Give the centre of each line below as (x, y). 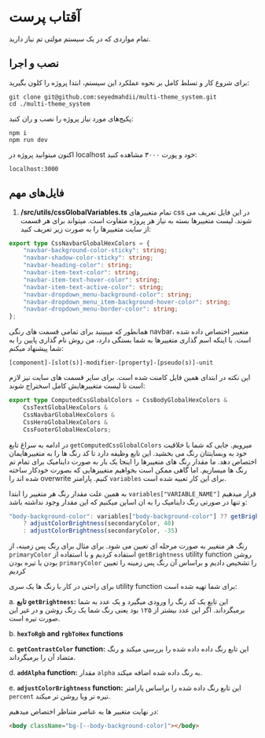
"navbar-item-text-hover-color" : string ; (92, 280)
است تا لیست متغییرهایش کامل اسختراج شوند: (77, 386)
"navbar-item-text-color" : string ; (81, 273)
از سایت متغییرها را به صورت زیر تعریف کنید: (86, 229)
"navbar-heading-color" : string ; (78, 265)
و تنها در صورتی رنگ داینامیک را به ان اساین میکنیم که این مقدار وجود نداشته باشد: (128, 501)
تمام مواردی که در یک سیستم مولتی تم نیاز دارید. (80, 39)
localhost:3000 (34, 169)
